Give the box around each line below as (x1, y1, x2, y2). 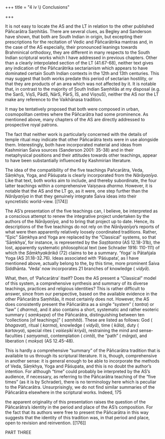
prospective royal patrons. (5, 122, 59, 128)
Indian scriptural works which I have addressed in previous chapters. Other (5, 55, 158, 61)
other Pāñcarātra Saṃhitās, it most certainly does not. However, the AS (5, 296, 149, 302)
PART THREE (5, 430, 32, 435)
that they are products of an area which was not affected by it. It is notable (5, 81, 157, 87)
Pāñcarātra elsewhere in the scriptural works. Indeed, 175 (5, 389, 122, 395)
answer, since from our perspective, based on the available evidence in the (5, 291, 158, 297)
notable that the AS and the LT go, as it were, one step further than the (5, 188, 149, 194)
